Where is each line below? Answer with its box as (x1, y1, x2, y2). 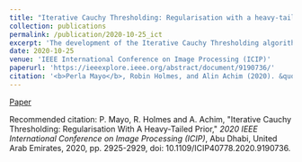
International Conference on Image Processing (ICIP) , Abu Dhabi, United (9, 132, 278, 144)
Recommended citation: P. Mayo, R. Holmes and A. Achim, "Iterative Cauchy (9, 113, 292, 124)
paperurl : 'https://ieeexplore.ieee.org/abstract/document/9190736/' (9, 64, 276, 73)
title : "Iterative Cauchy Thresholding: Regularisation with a (9, 13, 252, 22)
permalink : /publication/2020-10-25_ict (9, 30, 164, 39)
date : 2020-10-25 (9, 47, 75, 56)
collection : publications (9, 22, 106, 31)
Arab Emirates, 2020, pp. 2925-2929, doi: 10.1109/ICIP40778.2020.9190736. (9, 142, 291, 153)
